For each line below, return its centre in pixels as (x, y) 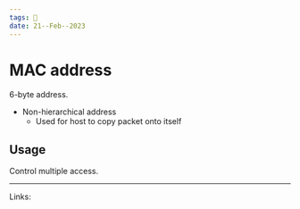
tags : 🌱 (24, 17)
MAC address (61, 70)
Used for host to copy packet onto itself (108, 121)
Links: (20, 196)
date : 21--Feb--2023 (48, 26)
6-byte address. (39, 95)
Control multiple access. (54, 171)
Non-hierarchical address (69, 112)
